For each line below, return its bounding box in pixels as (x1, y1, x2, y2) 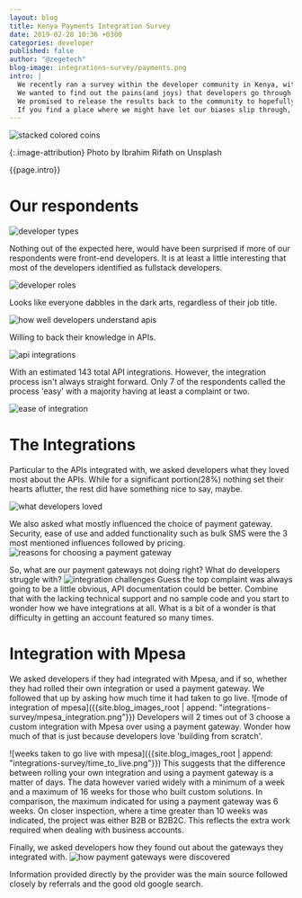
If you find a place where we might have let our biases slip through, (17, 105, 292, 114)
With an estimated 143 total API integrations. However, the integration (9, 367, 267, 378)
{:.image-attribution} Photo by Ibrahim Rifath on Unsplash (9, 147, 222, 158)
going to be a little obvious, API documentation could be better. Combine (9, 583, 279, 594)
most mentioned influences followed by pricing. (9, 538, 186, 548)
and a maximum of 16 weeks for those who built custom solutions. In (9, 787, 263, 797)
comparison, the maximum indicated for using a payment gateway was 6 (9, 796, 279, 807)
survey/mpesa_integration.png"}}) (9, 712, 136, 723)
